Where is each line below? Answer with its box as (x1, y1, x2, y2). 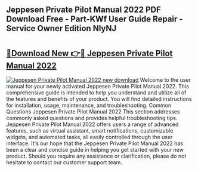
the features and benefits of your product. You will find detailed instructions (6, 96, 192, 102)
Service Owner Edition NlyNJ (6, 23, 117, 33)
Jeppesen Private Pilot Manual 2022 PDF (6, 5, 161, 15)
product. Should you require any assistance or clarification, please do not (6, 152, 187, 159)
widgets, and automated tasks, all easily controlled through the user (6, 134, 173, 140)
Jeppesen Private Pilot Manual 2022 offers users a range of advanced (6, 121, 179, 128)
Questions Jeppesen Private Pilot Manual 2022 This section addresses (6, 108, 180, 115)
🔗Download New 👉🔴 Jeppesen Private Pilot (6, 48, 173, 59)
